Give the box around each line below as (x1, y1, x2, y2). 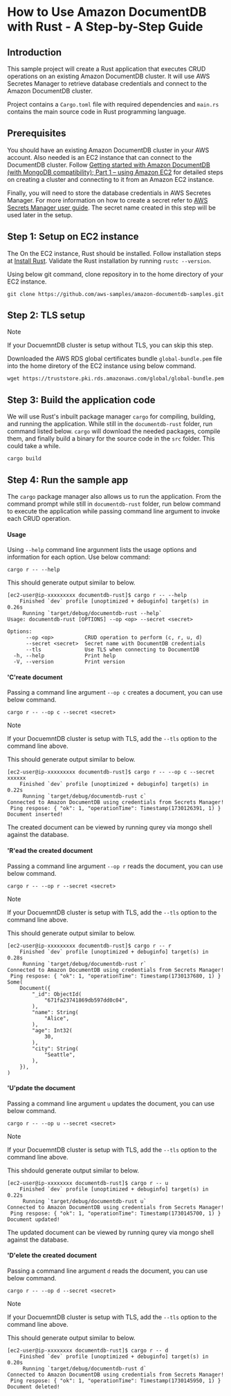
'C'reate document (7, 672, 63, 681)
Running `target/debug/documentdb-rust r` (22, 960, 147, 967)
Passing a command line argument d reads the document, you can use (7, 1267, 208, 1275)
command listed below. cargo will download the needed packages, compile (7, 427, 221, 436)
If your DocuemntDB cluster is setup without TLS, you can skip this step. (7, 341, 214, 349)
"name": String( (32, 1009, 79, 1016)
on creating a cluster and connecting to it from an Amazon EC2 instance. (7, 175, 214, 183)
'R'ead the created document (7, 847, 93, 855)
